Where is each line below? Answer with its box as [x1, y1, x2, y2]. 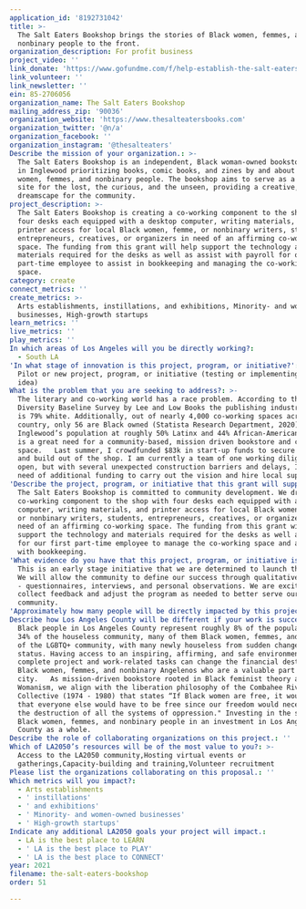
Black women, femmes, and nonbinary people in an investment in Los [17, 717, 283, 726]
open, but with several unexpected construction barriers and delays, [17, 462, 291, 472]
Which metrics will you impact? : [9, 776, 137, 785]
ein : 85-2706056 [9, 89, 71, 98]
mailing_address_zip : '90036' [9, 107, 125, 116]
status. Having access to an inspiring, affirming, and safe [17, 649, 255, 658]
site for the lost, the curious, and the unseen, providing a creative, [17, 183, 300, 192]
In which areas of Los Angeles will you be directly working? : [9, 344, 255, 353]
